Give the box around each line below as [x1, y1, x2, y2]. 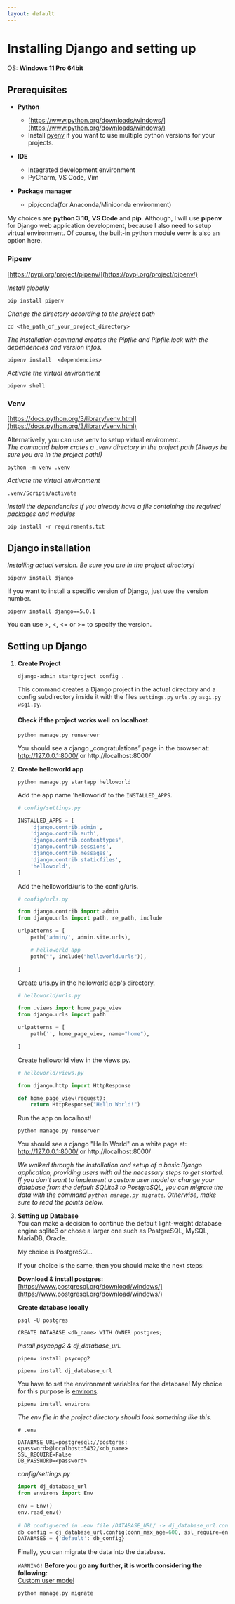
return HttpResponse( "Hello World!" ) [30, 1101, 141, 1108]
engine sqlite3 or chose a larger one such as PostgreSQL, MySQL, [17, 1226, 209, 1235]
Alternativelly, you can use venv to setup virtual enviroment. [7, 435, 180, 444]
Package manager [17, 187, 72, 195]
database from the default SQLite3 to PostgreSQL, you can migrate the [17, 1184, 224, 1192]
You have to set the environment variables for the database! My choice [17, 1380, 222, 1388]
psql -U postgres [17, 1317, 69, 1324]
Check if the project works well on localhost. [17, 716, 151, 724]
